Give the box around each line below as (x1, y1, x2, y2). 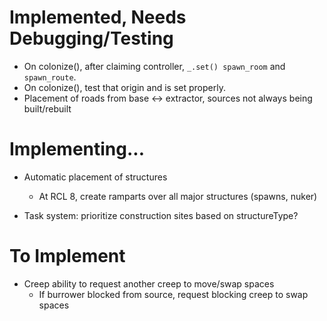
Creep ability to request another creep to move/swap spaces (23, 277, 275, 290)
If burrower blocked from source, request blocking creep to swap (38, 288, 309, 300)
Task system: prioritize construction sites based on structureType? (23, 209, 299, 221)
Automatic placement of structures (23, 171, 168, 183)
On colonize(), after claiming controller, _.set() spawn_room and (23, 60, 286, 72)
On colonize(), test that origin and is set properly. (23, 81, 226, 93)
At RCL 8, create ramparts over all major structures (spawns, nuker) (38, 190, 318, 202)
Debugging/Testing (9, 27, 174, 50)
